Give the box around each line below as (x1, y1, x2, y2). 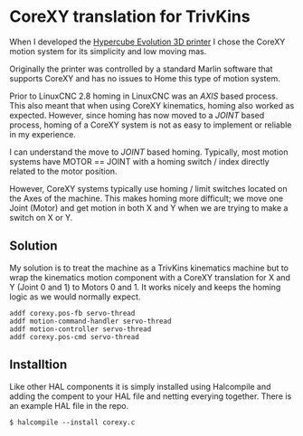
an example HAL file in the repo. (9, 400, 129, 411)
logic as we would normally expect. (9, 291, 141, 302)
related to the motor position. (9, 166, 118, 176)
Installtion (9, 357, 68, 373)
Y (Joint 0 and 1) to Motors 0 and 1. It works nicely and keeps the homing (9, 281, 281, 292)
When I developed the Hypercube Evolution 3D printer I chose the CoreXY (9, 36, 286, 47)
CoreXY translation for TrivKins (9, 6, 251, 27)
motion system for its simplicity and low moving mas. (9, 45, 207, 56)
